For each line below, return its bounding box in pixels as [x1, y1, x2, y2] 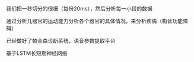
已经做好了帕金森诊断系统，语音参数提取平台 [6, 37, 116, 44]
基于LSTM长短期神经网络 [6, 50, 68, 57]
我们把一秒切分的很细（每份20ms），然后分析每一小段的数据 [6, 5, 153, 12]
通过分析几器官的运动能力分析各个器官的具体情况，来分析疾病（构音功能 [6, 18, 183, 25]
